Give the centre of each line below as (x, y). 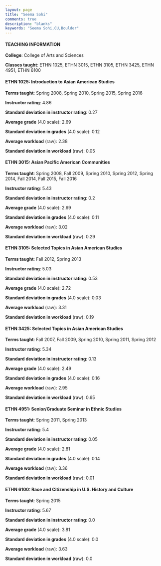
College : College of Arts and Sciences (44, 55)
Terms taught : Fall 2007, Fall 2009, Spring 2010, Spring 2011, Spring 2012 (80, 340)
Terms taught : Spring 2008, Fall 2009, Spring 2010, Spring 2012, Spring (79, 173)
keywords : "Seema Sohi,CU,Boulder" (42, 28)
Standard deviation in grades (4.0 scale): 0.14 (53, 459)
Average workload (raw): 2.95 (37, 388)
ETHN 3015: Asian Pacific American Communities (58, 162)
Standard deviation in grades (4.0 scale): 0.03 (53, 298)
